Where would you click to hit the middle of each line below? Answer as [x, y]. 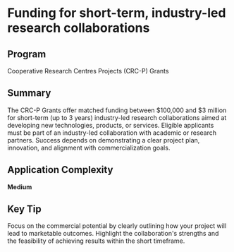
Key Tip [24, 209]
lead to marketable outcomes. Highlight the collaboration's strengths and [113, 234]
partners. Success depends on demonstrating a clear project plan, [104, 140]
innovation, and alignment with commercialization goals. [89, 148]
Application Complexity [60, 170]
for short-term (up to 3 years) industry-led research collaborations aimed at [117, 117]
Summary [29, 93]
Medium [20, 187]
